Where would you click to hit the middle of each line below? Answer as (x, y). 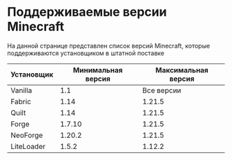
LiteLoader (28, 146)
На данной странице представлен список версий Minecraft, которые (109, 46)
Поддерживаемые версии (87, 12)
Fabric (21, 101)
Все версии (162, 90)
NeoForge (27, 135)
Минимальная (98, 70)
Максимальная (182, 70)
